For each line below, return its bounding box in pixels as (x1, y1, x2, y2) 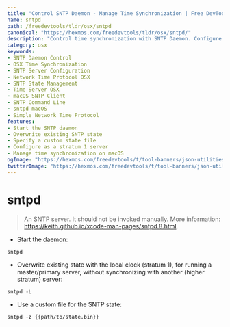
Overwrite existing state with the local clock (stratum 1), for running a (16, 261, 212, 269)
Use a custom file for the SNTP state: (16, 300, 122, 309)
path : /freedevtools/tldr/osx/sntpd (7, 23, 112, 29)
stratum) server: (16, 275, 63, 283)
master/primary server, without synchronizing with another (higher (16, 267, 205, 276)
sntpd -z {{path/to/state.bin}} (7, 313, 99, 320)
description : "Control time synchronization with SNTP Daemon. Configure (7, 36, 222, 42)
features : (7, 118, 36, 125)
